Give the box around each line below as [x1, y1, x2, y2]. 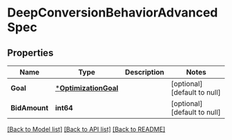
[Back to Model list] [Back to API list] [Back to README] [7, 126, 166, 133]
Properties [7, 47, 54, 59]
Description [125, 68, 164, 77]
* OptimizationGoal [55, 83, 119, 92]
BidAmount [10, 103, 49, 112]
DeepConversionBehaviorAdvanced [7, 5, 218, 21]
